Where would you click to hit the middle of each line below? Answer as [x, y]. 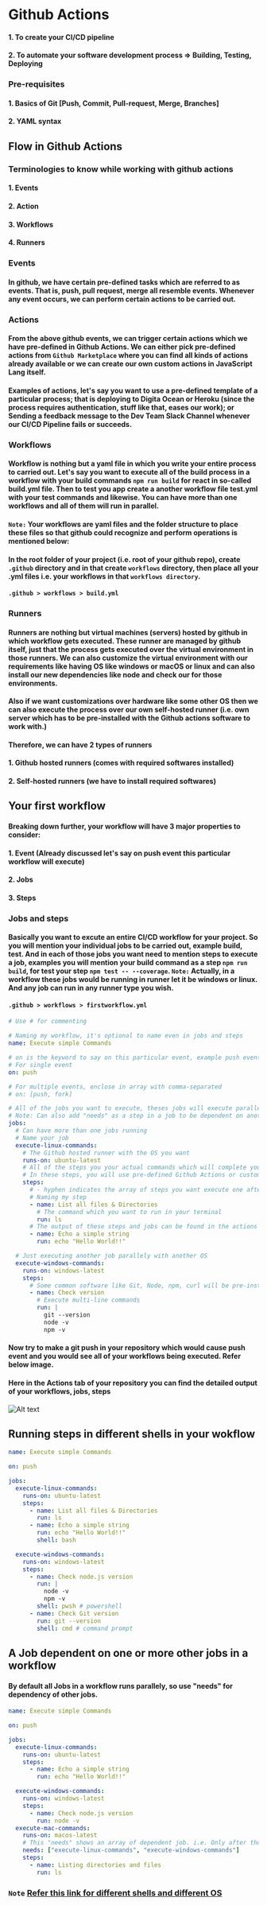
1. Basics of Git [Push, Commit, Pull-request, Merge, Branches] [114, 103]
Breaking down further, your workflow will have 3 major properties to [124, 826]
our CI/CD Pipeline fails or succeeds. [70, 424]
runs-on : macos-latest [60, 1835]
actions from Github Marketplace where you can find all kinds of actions [128, 355]
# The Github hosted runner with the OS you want [106, 1153]
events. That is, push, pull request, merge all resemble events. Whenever [131, 290]
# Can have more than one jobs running [81, 1131]
